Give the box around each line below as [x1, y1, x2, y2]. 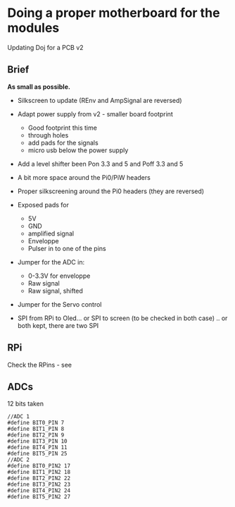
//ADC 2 [7, 456, 30, 463]
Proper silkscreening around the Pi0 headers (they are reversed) [17, 187, 205, 195]
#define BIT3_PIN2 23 [7, 481, 71, 488]
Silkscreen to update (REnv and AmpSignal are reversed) [17, 96, 182, 104]
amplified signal [27, 229, 75, 238]
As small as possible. [7, 83, 70, 91]
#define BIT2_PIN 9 [7, 432, 65, 439]
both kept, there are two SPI [17, 321, 99, 329]
